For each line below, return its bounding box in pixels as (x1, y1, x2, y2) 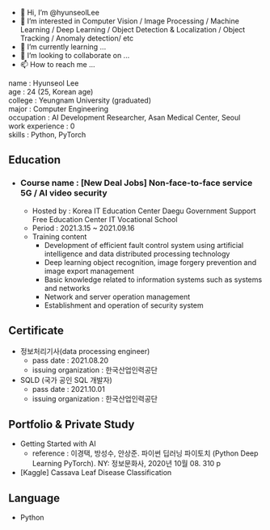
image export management (44, 266, 135, 276)
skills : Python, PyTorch (8, 130, 86, 139)
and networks (44, 283, 91, 292)
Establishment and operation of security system (44, 300, 204, 310)
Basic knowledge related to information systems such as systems (44, 275, 263, 284)
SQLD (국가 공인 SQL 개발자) (19, 375, 113, 385)
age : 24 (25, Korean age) (8, 87, 94, 96)
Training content (32, 231, 87, 242)
